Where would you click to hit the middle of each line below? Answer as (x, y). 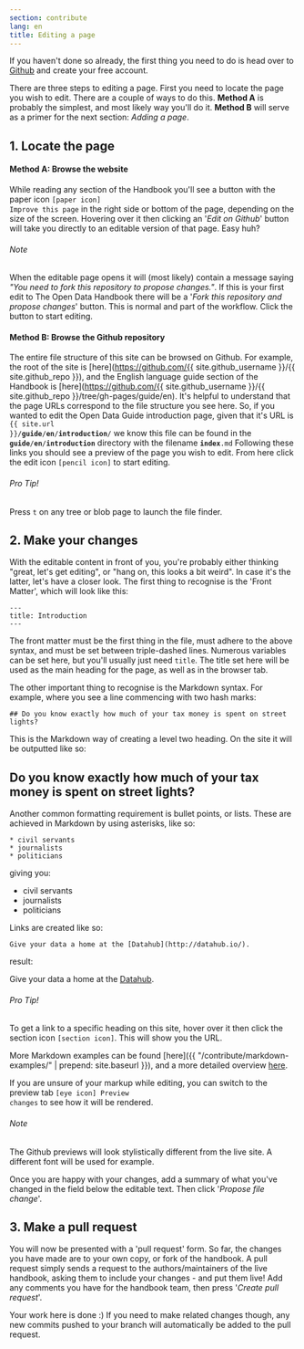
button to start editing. (51, 317)
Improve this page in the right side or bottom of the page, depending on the (152, 209)
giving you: (30, 873)
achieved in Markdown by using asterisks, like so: (102, 823)
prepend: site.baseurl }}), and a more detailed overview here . (173, 1065)
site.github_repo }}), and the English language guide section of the (134, 377)
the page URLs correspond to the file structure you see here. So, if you (142, 406)
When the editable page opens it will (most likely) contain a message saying (152, 277)
